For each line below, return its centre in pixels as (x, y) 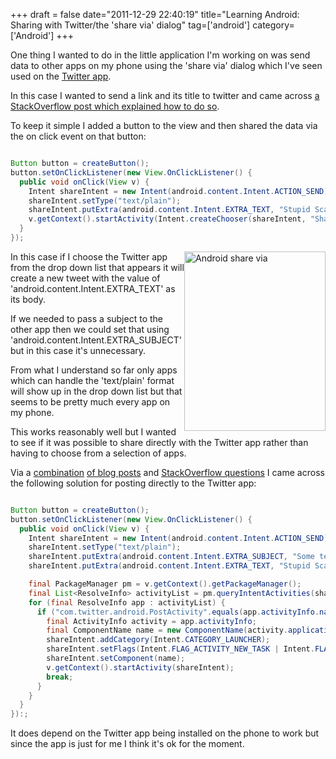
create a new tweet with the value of (85, 278)
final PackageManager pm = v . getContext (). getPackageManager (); (165, 584)
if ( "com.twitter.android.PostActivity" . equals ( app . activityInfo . (178, 612)
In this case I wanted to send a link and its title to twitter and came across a (165, 95)
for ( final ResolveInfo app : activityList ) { (127, 602)
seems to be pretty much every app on (90, 401)
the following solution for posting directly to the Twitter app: (133, 483)
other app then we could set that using (90, 329)
